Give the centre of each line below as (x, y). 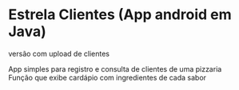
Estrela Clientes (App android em (120, 15)
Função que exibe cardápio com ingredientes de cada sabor (107, 77)
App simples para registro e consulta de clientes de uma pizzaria (115, 68)
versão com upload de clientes (59, 53)
